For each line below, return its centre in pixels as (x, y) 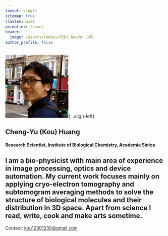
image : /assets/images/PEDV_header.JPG (52, 37)
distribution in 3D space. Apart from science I (78, 208)
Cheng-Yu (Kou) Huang (43, 132)
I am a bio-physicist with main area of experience (84, 161)
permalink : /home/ (24, 27)
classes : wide (20, 21)
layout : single (21, 11)
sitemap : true (20, 16)
